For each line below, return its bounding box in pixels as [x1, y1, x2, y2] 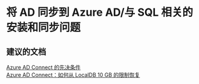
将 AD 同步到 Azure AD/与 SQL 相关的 [6, 5, 194, 19]
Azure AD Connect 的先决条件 [6, 64, 81, 71]
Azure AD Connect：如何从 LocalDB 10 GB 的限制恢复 [6, 71, 140, 79]
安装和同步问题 [6, 21, 81, 34]
